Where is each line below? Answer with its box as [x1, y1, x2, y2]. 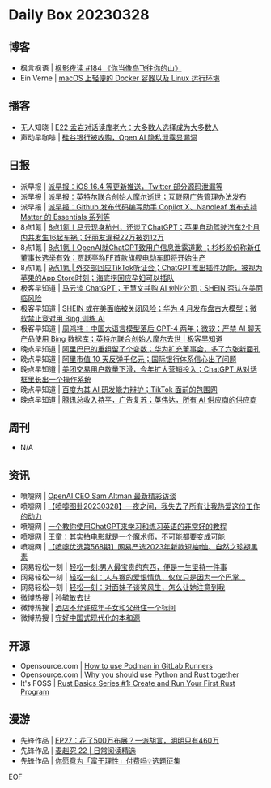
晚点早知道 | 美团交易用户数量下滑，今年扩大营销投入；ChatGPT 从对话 [19, 364, 257, 374]
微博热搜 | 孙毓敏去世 [19, 592, 91, 602]
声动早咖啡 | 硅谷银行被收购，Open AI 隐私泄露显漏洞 [19, 132, 198, 142]
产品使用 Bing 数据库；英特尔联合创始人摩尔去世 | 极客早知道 [19, 334, 223, 343]
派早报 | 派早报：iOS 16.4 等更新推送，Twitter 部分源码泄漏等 [19, 181, 223, 192]
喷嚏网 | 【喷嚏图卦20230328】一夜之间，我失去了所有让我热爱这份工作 [19, 502, 260, 511]
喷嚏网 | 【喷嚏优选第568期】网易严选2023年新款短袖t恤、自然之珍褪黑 [19, 542, 259, 552]
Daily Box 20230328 [8, 6, 150, 24]
